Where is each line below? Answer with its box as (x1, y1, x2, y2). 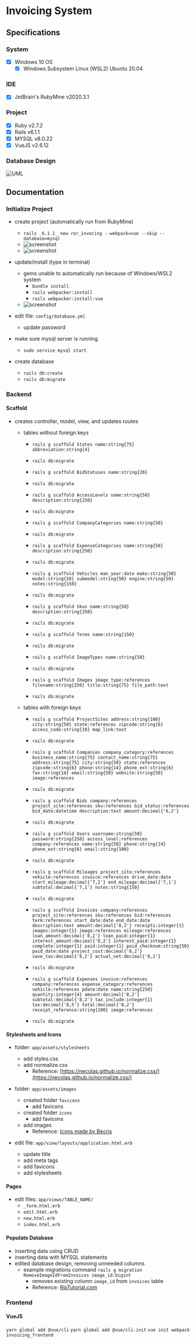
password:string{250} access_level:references (32, 836, 148, 842)
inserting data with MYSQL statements (14, 1254, 108, 1261)
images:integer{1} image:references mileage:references (32, 928, 171, 934)
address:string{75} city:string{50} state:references (32, 760, 166, 766)
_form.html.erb (23, 1203, 60, 1209)
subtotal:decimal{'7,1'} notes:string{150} (32, 885, 140, 891)
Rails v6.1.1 (14, 128, 40, 136)
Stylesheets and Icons (6, 1030, 61, 1038)
